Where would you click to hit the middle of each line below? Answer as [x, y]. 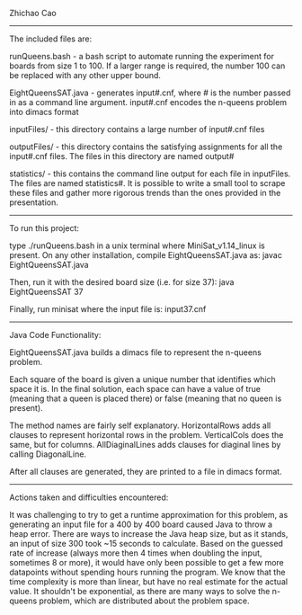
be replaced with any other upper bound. [85, 75]
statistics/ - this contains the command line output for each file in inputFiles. [150, 174]
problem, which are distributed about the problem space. [144, 601]
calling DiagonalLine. [48, 454]
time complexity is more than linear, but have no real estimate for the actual [149, 582]
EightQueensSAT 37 [46, 292]
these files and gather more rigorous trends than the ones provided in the [145, 193]
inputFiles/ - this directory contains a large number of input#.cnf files [137, 129]
